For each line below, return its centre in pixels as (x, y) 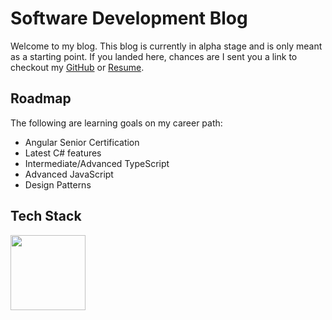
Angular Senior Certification (82, 142)
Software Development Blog (129, 18)
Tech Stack (46, 216)
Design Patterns (58, 184)
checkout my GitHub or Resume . (77, 67)
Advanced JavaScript (69, 174)
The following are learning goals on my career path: (116, 123)
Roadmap (41, 98)
